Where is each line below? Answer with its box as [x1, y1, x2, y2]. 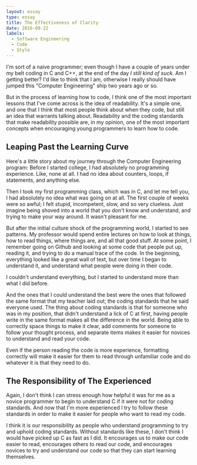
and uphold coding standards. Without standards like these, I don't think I [6, 428, 183, 435]
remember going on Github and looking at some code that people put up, [6, 243, 183, 250]
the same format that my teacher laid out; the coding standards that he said [6, 297, 189, 304]
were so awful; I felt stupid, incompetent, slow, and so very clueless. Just [6, 200, 183, 207]
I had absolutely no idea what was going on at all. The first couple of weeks [6, 194, 189, 201]
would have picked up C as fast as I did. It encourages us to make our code [6, 434, 189, 441]
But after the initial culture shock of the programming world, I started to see [6, 224, 189, 231]
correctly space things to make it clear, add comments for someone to [6, 322, 176, 329]
